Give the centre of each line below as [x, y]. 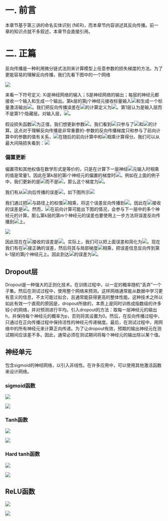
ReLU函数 [20, 492]
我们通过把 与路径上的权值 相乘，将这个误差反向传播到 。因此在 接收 [83, 203]
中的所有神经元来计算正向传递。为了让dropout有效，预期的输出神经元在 [83, 328]
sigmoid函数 [20, 386]
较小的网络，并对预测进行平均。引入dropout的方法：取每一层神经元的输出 [81, 309]
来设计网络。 [18, 371]
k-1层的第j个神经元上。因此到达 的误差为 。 [53, 254]
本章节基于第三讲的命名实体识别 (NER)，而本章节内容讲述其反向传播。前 [80, 25]
